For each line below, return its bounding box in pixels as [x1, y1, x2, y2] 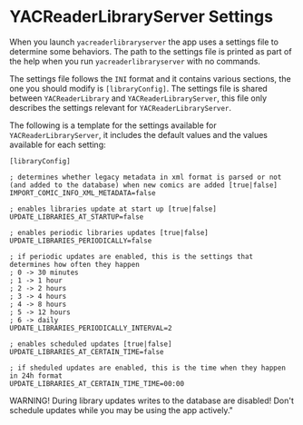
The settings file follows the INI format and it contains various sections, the [9, 73, 292, 84]
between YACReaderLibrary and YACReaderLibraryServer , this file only [9, 93, 268, 104]
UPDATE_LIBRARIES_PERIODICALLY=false [9, 236, 152, 245]
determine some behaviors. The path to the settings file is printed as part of [9, 45, 292, 56]
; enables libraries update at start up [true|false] [9, 204, 218, 213]
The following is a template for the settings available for [9, 120, 217, 131]
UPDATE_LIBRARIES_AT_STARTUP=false [9, 212, 144, 222]
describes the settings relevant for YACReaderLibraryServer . [9, 102, 232, 113]
